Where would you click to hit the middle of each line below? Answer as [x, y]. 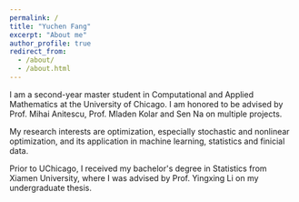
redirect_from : [38, 52]
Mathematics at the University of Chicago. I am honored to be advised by [146, 104]
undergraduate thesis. [51, 187]
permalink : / [34, 18]
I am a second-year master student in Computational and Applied [132, 94]
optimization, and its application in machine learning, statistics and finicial [147, 141]
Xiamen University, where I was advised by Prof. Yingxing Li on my [134, 177]
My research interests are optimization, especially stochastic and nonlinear [149, 131]
